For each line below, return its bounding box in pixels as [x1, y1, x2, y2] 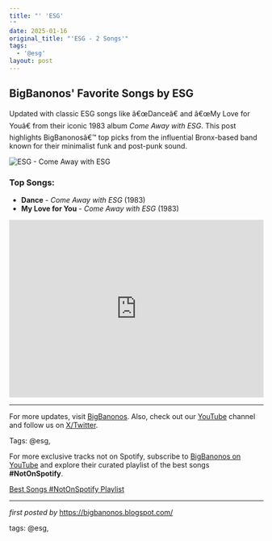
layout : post [9, 57, 53, 65]
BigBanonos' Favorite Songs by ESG [9, 86, 195, 101]
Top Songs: [9, 177, 55, 188]
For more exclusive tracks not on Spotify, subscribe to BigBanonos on [9, 451, 241, 461]
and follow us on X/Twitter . [9, 420, 98, 430]
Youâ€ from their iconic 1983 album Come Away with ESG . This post [9, 120, 236, 130]
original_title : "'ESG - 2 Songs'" [9, 34, 129, 43]
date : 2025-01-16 [9, 27, 68, 35]
